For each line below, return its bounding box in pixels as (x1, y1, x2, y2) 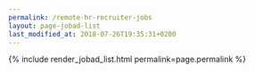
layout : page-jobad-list (8, 21, 101, 30)
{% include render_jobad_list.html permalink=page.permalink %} (8, 54, 247, 65)
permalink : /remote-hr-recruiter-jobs (8, 12, 152, 22)
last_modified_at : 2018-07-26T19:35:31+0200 (8, 29, 177, 38)
